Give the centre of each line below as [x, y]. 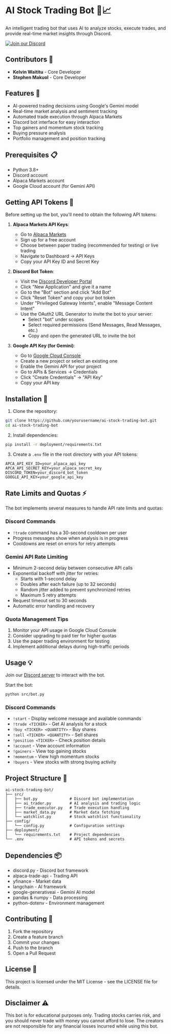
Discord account [30, 175]
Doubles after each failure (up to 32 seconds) [68, 584]
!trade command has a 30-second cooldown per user [70, 533]
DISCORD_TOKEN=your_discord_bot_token [47, 472]
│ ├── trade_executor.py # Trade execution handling [67, 808]
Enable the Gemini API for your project [61, 366]
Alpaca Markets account [39, 181]
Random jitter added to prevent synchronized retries [75, 590]
